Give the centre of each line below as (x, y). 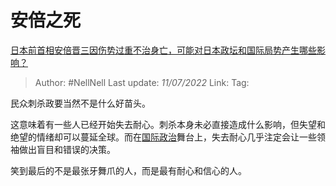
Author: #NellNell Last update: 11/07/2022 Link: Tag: (142, 82)
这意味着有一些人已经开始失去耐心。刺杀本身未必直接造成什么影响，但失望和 (168, 124)
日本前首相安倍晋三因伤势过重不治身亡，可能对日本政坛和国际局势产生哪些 (163, 50)
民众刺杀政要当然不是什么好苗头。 (80, 103)
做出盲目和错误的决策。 (67, 149)
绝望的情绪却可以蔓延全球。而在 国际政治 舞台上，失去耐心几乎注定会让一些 (163, 137)
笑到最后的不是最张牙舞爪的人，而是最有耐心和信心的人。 (128, 170)
